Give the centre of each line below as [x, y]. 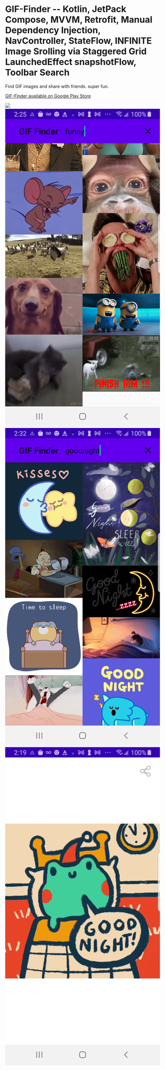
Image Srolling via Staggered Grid [76, 51]
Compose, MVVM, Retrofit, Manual [79, 20]
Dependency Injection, [53, 30]
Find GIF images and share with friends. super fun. [57, 86]
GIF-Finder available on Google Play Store [48, 96]
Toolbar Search [37, 73]
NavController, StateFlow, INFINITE [79, 41]
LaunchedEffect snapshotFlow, [71, 62]
